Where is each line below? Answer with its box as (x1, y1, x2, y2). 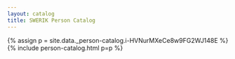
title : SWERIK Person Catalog (7, 17, 96, 24)
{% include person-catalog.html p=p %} (7, 44, 123, 52)
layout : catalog (7, 10, 55, 18)
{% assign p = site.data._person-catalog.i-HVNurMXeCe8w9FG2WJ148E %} (7, 36, 229, 44)
